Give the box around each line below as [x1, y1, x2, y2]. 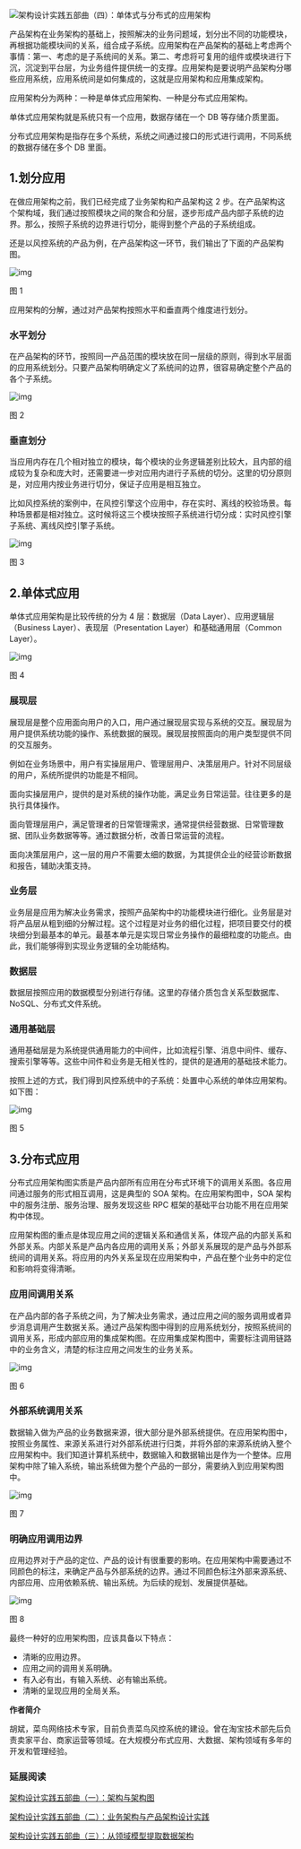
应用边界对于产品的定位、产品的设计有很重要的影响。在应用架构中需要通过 [9, 1555, 284, 1566]
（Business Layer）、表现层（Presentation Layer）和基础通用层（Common [9, 622, 282, 633]
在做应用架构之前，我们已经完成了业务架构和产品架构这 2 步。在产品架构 [9, 195, 278, 206]
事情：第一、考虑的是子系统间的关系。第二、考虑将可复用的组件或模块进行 [9, 51, 284, 62]
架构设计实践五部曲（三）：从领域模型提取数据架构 [9, 1830, 194, 1842]
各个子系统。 [9, 373, 56, 385]
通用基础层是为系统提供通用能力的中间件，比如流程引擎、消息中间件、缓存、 [9, 1045, 292, 1055]
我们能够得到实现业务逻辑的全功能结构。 [24, 940, 175, 951]
